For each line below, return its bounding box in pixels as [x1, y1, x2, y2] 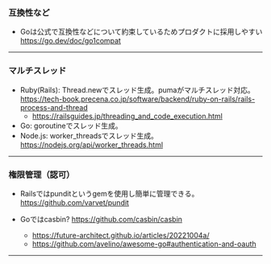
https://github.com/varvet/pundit [19, 197, 129, 207]
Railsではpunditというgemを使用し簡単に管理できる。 [19, 188, 199, 198]
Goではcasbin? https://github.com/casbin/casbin [19, 214, 183, 224]
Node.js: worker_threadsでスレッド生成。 [19, 130, 159, 140]
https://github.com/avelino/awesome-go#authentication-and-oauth [31, 239, 256, 249]
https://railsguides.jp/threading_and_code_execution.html [31, 111, 223, 121]
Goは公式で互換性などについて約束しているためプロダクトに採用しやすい [19, 27, 263, 37]
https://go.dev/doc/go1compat [19, 36, 121, 46]
